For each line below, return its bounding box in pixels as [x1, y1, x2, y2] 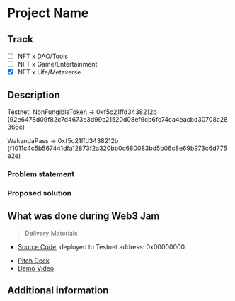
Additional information [7, 285, 109, 297]
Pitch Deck [17, 256, 50, 265]
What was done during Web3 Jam [7, 210, 160, 222]
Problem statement [7, 169, 75, 178]
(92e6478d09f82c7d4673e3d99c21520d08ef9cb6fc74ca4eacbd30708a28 [7, 115, 228, 123]
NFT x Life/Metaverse [17, 68, 81, 76]
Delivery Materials [24, 229, 78, 237]
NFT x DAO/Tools [17, 52, 69, 60]
